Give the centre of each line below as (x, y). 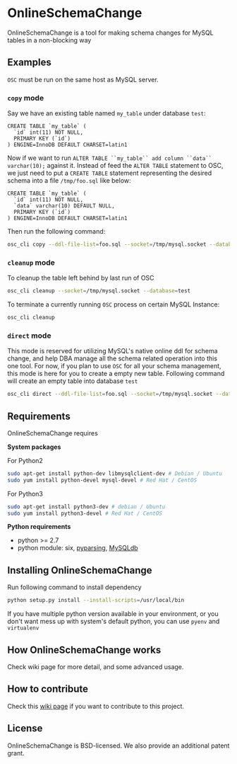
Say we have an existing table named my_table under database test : (107, 113)
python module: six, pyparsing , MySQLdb (78, 548)
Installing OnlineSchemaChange (80, 570)
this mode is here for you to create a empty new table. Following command (116, 374)
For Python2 (25, 460)
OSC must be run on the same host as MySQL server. (83, 79)
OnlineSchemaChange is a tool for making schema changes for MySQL (110, 33)
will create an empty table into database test (73, 381)
